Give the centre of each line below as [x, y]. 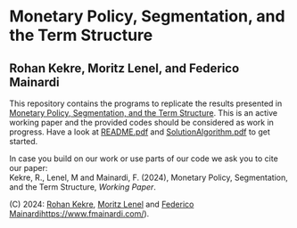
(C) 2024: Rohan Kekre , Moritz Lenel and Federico [102, 204]
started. [24, 141]
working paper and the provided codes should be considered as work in [142, 122]
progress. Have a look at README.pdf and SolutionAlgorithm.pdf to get [140, 132]
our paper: [29, 168]
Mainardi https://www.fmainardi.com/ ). [79, 214]
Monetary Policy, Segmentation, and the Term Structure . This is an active [144, 113]
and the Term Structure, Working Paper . [82, 187]
